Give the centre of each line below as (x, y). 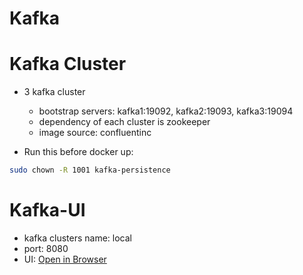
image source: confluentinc (95, 133)
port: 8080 (46, 248)
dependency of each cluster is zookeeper (124, 122)
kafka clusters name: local (77, 238)
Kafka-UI (47, 210)
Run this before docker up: (78, 152)
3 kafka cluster (54, 92)
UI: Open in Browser (65, 259)
